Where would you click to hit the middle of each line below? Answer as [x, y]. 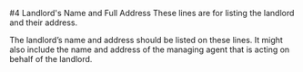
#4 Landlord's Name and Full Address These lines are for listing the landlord [152, 13]
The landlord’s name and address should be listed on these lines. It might [146, 40]
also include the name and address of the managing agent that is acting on [150, 49]
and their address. [44, 22]
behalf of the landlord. [51, 59]
